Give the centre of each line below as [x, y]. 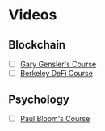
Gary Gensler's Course [58, 64]
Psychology [39, 99]
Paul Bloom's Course [55, 118]
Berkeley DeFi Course [56, 74]
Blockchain [37, 45]
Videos [33, 15]
